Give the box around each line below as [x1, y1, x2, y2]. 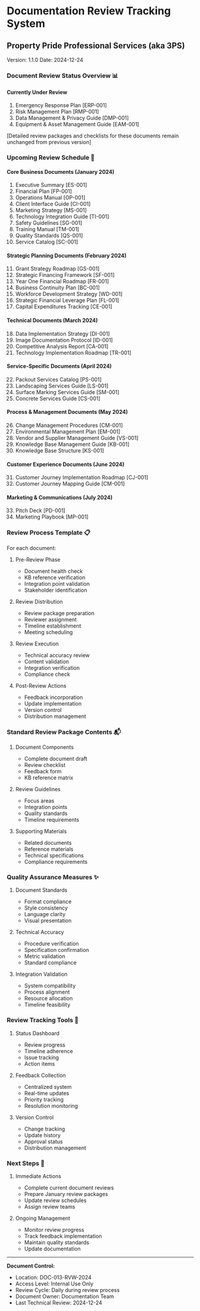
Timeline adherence [24, 1047, 74, 1054]
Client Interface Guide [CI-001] [15, 201, 91, 208]
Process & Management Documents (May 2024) [7, 408, 128, 416]
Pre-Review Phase [15, 555, 61, 563]
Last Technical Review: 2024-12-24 [15, 1299, 103, 1306]
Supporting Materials [15, 828, 67, 835]
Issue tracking [24, 1054, 59, 1061]
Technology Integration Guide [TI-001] [15, 213, 109, 220]
